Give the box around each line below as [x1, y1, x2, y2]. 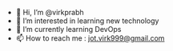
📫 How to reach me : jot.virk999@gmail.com [15, 33, 165, 43]
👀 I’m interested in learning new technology [15, 16, 159, 25]
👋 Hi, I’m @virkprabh [15, 8, 84, 17]
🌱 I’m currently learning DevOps [15, 25, 122, 33]
